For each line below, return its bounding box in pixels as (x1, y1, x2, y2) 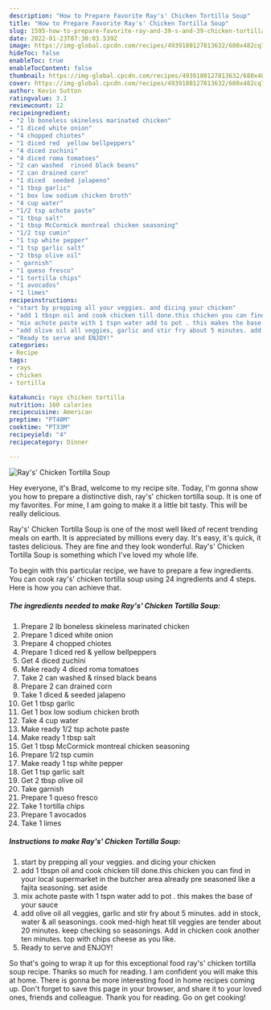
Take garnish (20, 784, 64, 793)
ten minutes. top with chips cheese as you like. (20, 933, 176, 943)
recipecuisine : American (9, 408, 92, 416)
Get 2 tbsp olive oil (20, 775, 84, 785)
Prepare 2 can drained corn (20, 681, 113, 691)
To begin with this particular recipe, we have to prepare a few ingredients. (9, 565, 254, 575)
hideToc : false (9, 49, 60, 57)
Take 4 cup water (20, 715, 80, 725)
